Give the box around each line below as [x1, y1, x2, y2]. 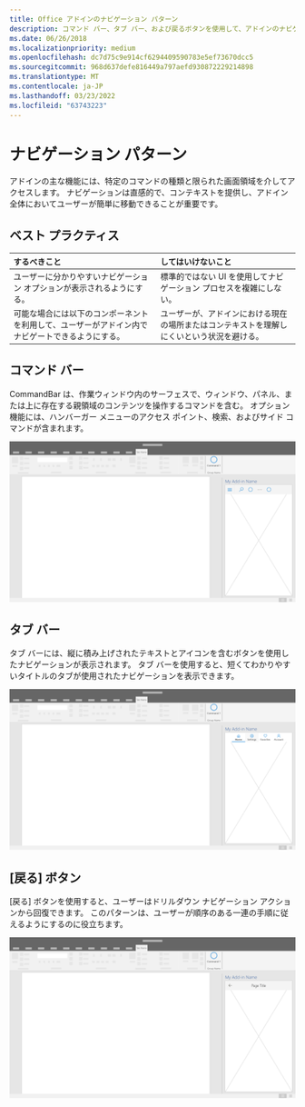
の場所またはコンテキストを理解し [160, 319, 288, 331]
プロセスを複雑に [202, 283, 266, 293]
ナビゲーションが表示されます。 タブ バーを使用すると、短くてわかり [16, 659, 275, 670]
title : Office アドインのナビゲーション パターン [9, 15, 179, 24]
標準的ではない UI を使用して [160, 271, 269, 282]
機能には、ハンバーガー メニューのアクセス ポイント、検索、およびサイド [9, 411, 284, 422]
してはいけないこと [160, 255, 232, 267]
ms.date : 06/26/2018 [9, 34, 88, 43]
